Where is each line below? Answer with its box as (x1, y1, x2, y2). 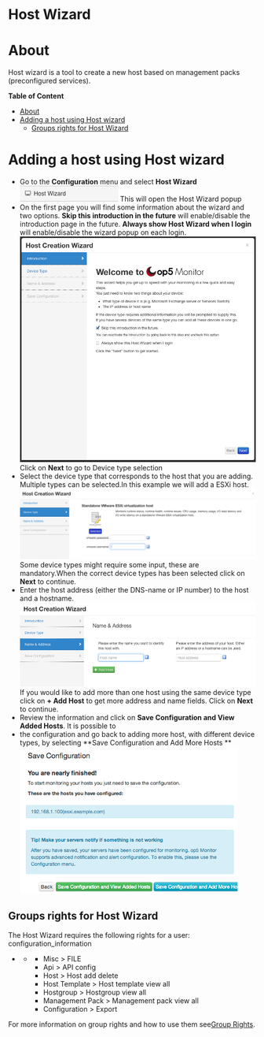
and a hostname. (19, 593, 75, 603)
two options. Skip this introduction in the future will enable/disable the (19, 211, 251, 221)
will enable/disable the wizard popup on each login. (19, 228, 187, 237)
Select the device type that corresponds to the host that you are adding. (19, 471, 254, 481)
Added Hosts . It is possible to (19, 721, 116, 730)
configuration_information (8, 939, 92, 948)
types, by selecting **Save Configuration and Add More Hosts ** (19, 738, 232, 747)
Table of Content (8, 91, 64, 101)
